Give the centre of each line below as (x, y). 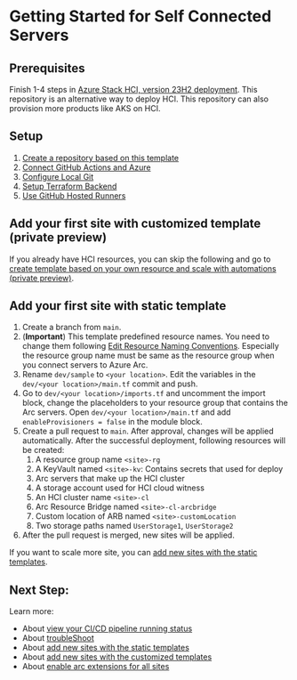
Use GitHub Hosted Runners (74, 195)
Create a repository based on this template (100, 158)
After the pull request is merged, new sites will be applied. (128, 535)
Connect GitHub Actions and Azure (86, 167)
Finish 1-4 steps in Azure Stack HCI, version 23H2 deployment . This (133, 89)
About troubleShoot (58, 638)
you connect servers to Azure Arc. (85, 365)
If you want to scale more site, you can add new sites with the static (133, 553)
